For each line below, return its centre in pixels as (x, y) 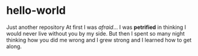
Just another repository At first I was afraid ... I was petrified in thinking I (96, 27)
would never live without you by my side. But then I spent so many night (96, 33)
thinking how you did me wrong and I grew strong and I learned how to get (99, 40)
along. (14, 46)
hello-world (36, 11)
